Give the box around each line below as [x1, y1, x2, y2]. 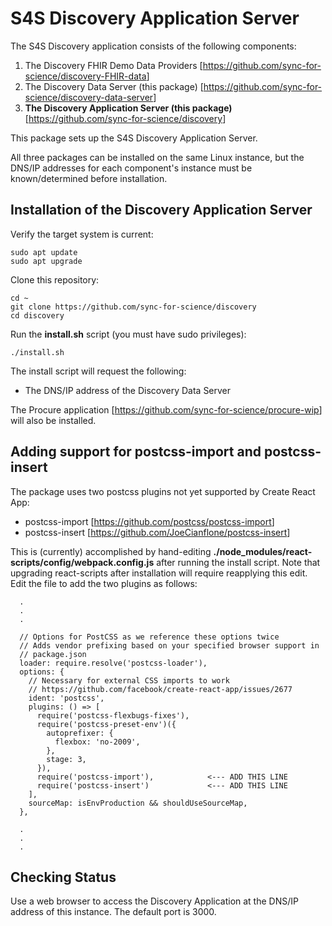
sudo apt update [10, 247, 78, 257]
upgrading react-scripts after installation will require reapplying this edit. [10, 567, 308, 579]
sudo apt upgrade [10, 256, 83, 266]
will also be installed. [10, 414, 97, 426]
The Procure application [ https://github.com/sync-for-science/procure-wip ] [10, 403, 323, 416]
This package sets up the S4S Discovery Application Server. [10, 132, 258, 144]
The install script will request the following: [10, 365, 187, 377]
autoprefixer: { [46, 728, 114, 738]
